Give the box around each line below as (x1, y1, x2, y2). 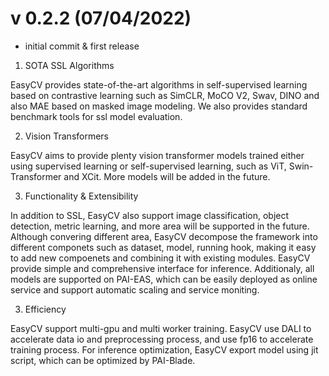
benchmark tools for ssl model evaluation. (10, 110, 183, 122)
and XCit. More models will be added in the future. (63, 170, 271, 182)
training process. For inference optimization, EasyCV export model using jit (10, 343, 319, 356)
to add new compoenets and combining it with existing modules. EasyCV (10, 252, 311, 264)
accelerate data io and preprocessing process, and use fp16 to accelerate (10, 333, 314, 345)
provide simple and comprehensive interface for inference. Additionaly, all (10, 262, 315, 274)
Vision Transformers (24, 130, 110, 142)
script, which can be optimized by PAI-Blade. (10, 354, 196, 366)
